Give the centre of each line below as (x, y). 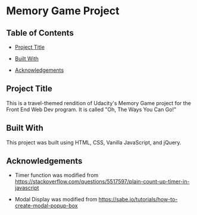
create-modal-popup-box (46, 205)
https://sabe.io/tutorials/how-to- (138, 200)
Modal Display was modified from (56, 200)
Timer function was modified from (57, 175)
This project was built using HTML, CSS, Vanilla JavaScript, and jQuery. (94, 142)
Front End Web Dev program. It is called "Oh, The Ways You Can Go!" (91, 109)
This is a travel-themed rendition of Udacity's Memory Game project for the (99, 103)
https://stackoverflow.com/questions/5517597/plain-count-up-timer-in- (102, 182)
